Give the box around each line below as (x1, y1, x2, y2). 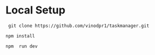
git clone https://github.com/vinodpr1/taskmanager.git (8, 23, 150, 29)
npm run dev (5, 43, 38, 49)
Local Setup (5, 4, 66, 17)
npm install (5, 33, 35, 39)
